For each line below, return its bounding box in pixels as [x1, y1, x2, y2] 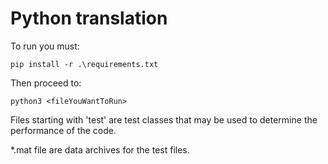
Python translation [10, 7, 168, 30]
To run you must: [10, 40, 80, 52]
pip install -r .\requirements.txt [10, 59, 159, 69]
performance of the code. [10, 124, 117, 136]
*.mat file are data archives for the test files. [10, 143, 190, 156]
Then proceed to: [10, 77, 82, 89]
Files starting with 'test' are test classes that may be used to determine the [10, 113, 318, 126]
